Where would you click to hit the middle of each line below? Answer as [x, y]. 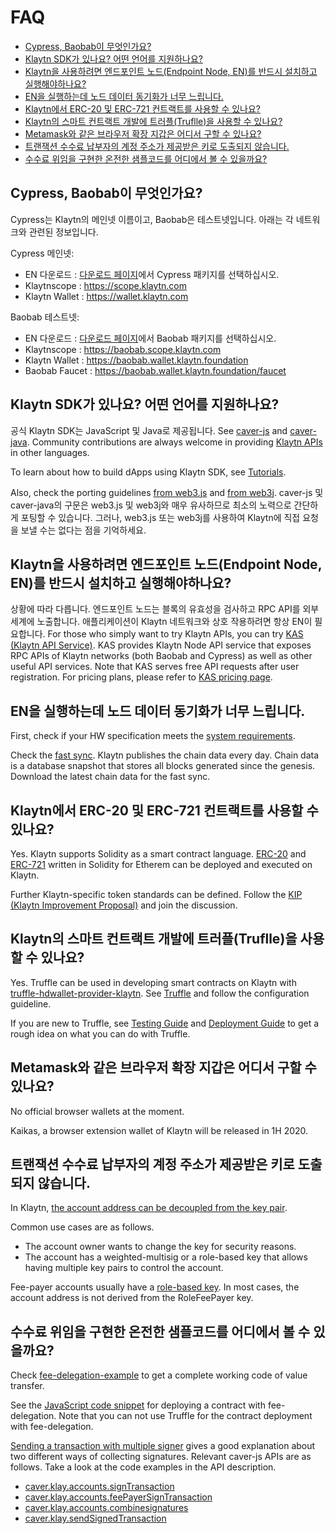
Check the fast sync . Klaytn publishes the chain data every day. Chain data [165, 755]
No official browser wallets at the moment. [97, 1111]
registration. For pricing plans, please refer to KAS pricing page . [141, 677]
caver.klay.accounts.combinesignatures [106, 1508]
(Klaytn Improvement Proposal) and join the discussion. [124, 905]
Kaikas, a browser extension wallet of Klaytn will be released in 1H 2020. [159, 1130]
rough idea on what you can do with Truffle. [100, 1033]
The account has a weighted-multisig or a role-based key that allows [166, 1257]
